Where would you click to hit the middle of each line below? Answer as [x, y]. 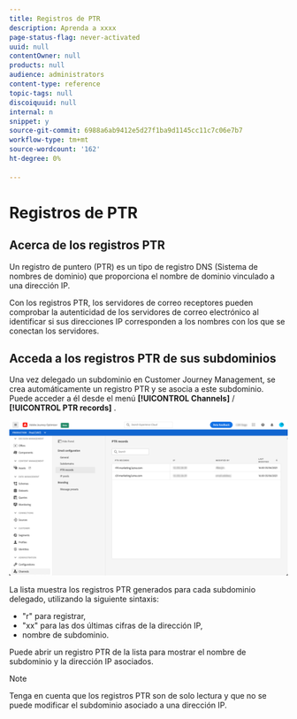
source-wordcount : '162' [55, 149]
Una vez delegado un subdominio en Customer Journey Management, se [142, 379]
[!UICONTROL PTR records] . [63, 408]
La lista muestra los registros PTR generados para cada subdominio [133, 589]
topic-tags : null [41, 93]
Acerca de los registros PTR [87, 245]
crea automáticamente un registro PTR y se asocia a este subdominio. [137, 389]
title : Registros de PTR [55, 19]
